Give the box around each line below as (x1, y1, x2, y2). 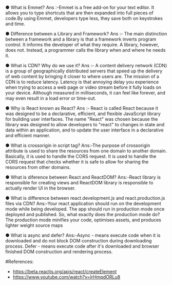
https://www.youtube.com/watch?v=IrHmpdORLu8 (12, 274, 121, 280)
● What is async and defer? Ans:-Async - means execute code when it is (5, 232, 161, 238)
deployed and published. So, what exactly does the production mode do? (5, 212, 160, 217)
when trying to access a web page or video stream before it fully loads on (5, 84, 162, 90)
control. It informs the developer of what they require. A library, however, (5, 42, 159, 48)
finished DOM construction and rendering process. (5, 249, 113, 255)
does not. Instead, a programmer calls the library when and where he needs (5, 47, 166, 53)
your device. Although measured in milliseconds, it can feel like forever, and (5, 90, 165, 96)
